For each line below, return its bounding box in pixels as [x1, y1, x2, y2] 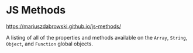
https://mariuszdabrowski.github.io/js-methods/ [6, 23, 122, 30]
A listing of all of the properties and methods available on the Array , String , [6, 34, 188, 41]
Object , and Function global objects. [6, 40, 94, 47]
